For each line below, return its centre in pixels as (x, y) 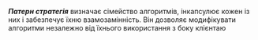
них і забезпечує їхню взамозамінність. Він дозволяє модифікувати (122, 20)
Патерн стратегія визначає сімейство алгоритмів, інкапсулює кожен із (129, 11)
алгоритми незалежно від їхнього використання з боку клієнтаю (117, 28)
